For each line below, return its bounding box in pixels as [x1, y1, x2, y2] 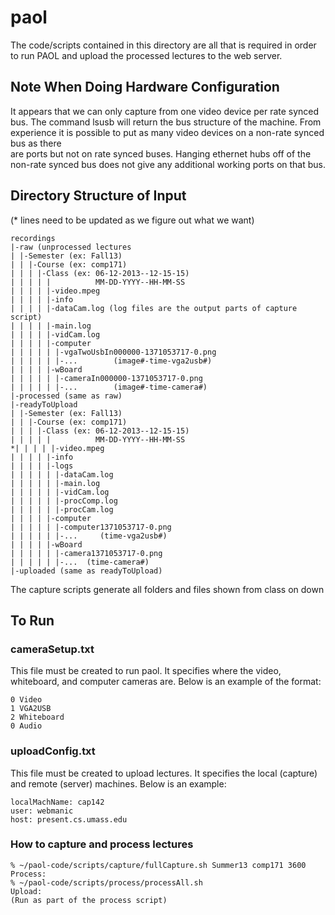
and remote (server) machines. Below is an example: [10, 777, 227, 790]
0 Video [10, 695, 43, 705]
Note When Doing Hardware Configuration [10, 79, 280, 96]
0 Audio [10, 721, 43, 731]
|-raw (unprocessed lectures [10, 242, 132, 252]
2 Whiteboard [10, 712, 65, 723]
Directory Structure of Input [10, 187, 187, 205]
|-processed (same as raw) [10, 391, 123, 401]
